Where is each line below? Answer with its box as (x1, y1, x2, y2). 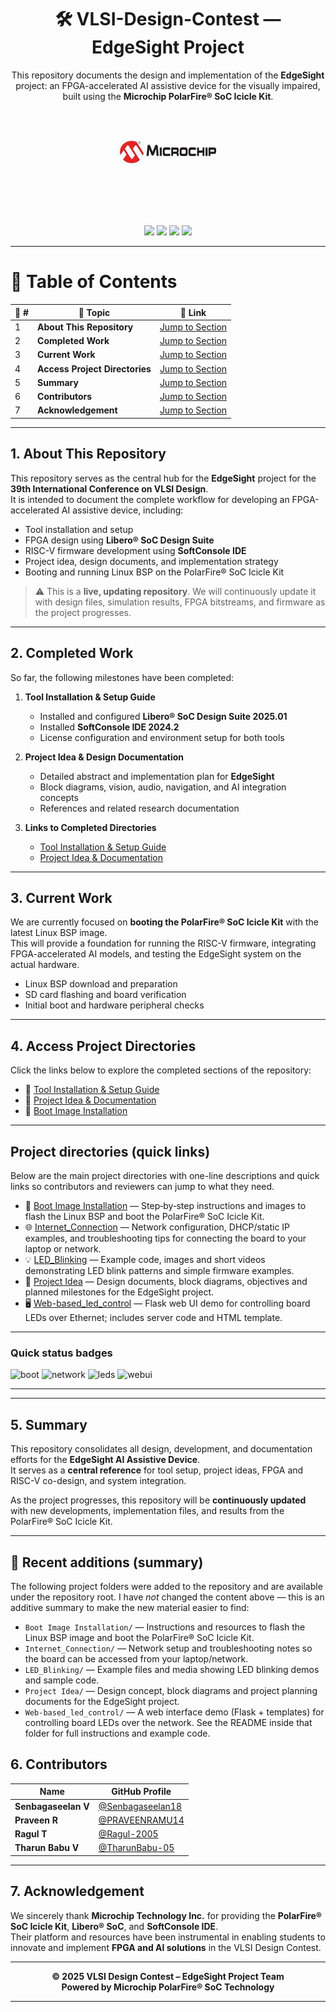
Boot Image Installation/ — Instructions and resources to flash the (24, 1621, 306, 1633)
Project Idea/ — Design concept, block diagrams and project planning (24, 1684, 318, 1696)
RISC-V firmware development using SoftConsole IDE (24, 544, 247, 556)
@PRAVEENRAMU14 (98, 1814, 185, 1826)
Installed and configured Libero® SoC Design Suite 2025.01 (39, 710, 288, 722)
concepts (39, 791, 79, 803)
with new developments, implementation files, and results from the (10, 1505, 285, 1517)
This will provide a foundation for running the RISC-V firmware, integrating (10, 937, 317, 950)
